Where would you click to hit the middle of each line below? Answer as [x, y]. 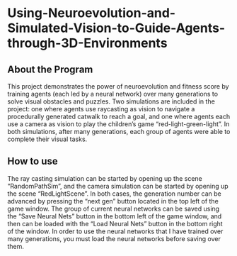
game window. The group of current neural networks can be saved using [114, 208]
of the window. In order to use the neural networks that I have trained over [115, 231]
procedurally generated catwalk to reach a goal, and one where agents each [119, 116]
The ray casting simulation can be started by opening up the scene [105, 178]
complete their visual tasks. [47, 139]
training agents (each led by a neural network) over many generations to [112, 94]
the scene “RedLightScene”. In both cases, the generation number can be [114, 194]
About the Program [50, 69]
